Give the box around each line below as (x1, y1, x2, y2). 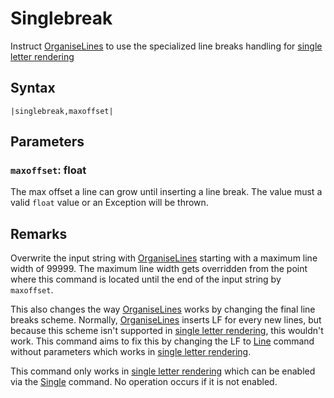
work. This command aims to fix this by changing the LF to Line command (10, 335, 315, 347)
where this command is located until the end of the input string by (10, 273, 282, 286)
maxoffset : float (10, 163, 87, 177)
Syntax (10, 80, 56, 97)
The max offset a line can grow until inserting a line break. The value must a (10, 186, 323, 198)
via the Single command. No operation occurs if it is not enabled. (10, 376, 278, 388)
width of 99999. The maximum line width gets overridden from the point (10, 263, 308, 275)
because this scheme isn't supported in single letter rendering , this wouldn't (10, 325, 324, 337)
